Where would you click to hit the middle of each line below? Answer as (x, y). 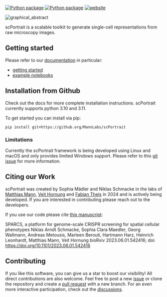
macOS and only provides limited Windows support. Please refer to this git (82, 155)
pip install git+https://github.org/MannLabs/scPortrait (66, 127)
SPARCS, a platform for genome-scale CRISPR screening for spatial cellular (83, 224)
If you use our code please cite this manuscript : (54, 214)
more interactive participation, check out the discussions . (64, 289)
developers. (17, 204)
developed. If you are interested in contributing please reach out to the (78, 199)
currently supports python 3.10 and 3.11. (46, 108)
